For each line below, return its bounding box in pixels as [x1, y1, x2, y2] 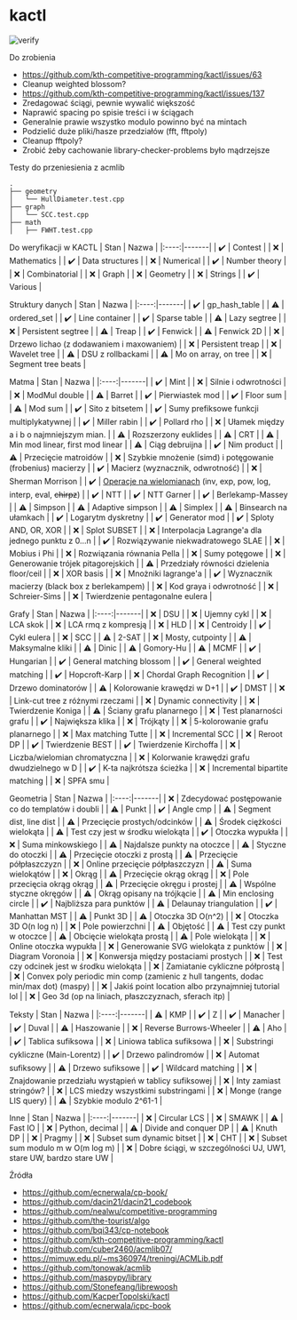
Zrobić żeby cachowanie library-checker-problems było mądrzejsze [21, 144, 270, 156]
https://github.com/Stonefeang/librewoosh [21, 1281, 178, 1292]
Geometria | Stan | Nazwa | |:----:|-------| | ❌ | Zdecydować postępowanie [9, 793, 282, 804]
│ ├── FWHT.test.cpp [9, 226, 93, 235]
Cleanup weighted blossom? [21, 78, 127, 89]
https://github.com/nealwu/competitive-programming [21, 1205, 217, 1216]
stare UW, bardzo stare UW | [9, 1152, 113, 1163]
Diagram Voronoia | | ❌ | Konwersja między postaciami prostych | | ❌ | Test [9, 950, 284, 961]
